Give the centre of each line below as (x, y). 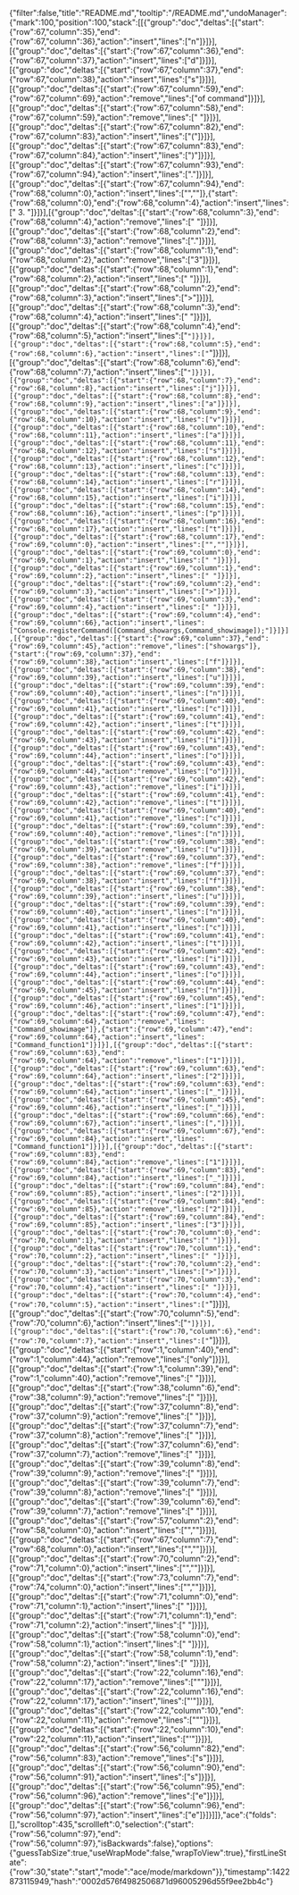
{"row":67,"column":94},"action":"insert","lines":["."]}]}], (112, 174)
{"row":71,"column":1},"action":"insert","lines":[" (97, 1606)
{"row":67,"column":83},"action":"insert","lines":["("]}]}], (112, 136)
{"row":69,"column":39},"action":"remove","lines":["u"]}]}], (127, 850)
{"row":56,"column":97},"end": (65, 1834)
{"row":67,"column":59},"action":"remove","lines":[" (104, 117)
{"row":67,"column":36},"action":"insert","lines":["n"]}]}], (113, 41)
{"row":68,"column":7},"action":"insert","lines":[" (98, 372)
